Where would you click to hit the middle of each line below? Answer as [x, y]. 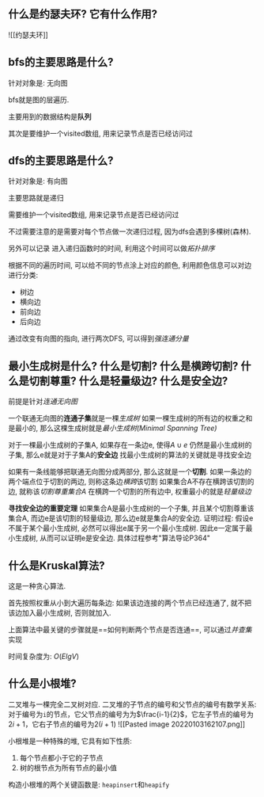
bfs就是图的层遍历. [39, 99]
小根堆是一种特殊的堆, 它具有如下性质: [70, 741]
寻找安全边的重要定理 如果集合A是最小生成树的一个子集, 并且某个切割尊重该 [131, 509]
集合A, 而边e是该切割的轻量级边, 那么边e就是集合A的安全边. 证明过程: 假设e [131, 518]
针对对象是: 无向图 [38, 82]
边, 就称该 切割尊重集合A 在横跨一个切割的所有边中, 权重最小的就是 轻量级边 [130, 492]
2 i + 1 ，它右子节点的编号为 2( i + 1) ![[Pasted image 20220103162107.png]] [127, 724]
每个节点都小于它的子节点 [61, 757]
